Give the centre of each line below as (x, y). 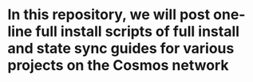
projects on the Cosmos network (118, 66)
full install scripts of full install (137, 31)
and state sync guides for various (121, 49)
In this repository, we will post (109, 15)
